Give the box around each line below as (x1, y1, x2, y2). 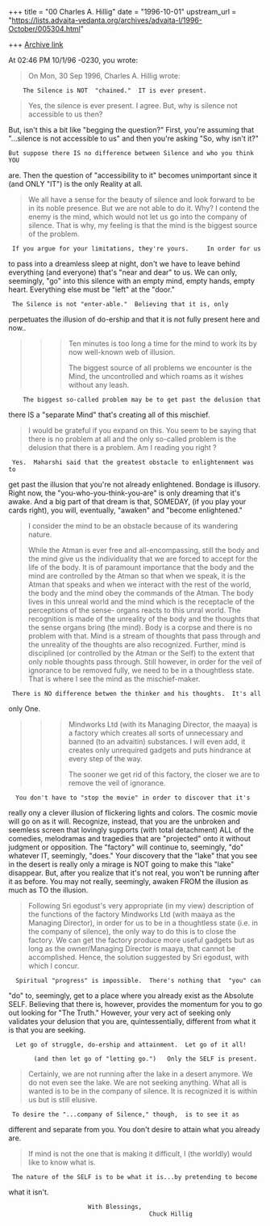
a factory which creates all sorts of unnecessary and (68, 728, 243, 738)
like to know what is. (27, 1157, 97, 1167)
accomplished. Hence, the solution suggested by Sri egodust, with (27, 953, 249, 962)
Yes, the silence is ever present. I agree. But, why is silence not (27, 101, 238, 110)
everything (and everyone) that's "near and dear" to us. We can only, (8, 268, 238, 277)
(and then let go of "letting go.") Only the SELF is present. (33, 1055, 258, 1063)
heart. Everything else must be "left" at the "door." (8, 284, 176, 294)
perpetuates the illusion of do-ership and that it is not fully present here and (8, 314, 260, 324)
